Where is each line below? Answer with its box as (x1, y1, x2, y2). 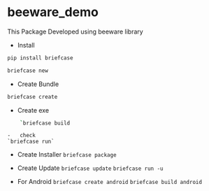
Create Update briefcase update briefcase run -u (17, 164, 164, 172)
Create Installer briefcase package (17, 150, 117, 159)
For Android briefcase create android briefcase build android (17, 178, 203, 186)
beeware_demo (7, 4, 99, 20)
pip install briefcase (7, 54, 73, 62)
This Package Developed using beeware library (7, 27, 143, 36)
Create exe (17, 106, 50, 114)
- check (7, 132, 36, 139)
